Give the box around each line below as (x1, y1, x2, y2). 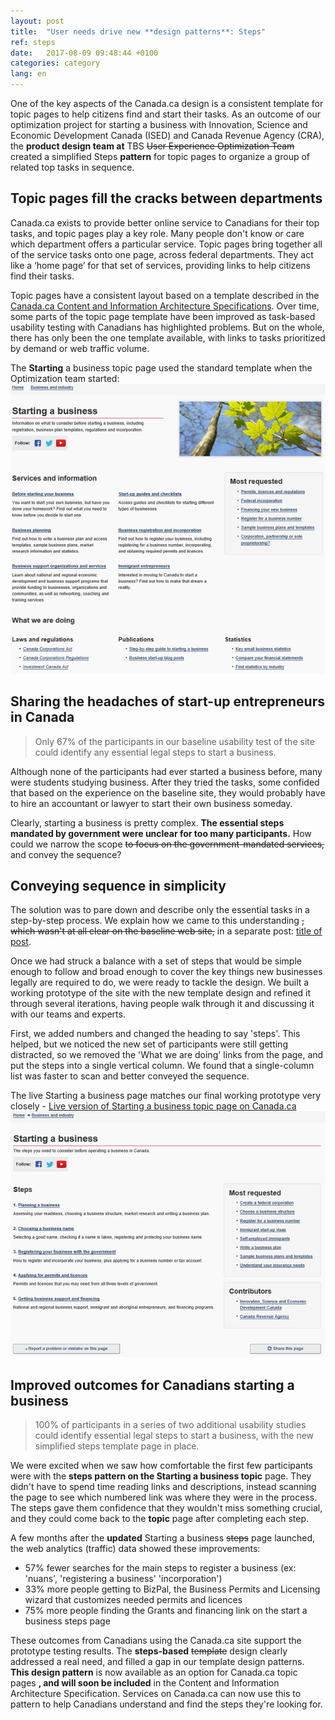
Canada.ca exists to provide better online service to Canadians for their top (10, 216, 320, 229)
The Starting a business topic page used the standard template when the (10, 361, 313, 374)
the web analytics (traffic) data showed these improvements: (10, 1543, 261, 1555)
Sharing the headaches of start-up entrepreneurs (10, 693, 325, 710)
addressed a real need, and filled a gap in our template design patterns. (10, 1656, 305, 1668)
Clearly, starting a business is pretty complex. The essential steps (10, 816, 285, 829)
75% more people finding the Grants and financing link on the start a (24, 1605, 308, 1617)
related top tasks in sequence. (10, 161, 135, 173)
